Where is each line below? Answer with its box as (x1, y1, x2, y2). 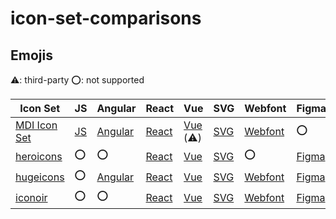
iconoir (15, 190, 48, 204)
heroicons (15, 149, 63, 163)
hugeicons (15, 170, 65, 184)
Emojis (10, 47, 53, 64)
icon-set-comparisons (10, 7, 202, 30)
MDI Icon (15, 118, 58, 132)
